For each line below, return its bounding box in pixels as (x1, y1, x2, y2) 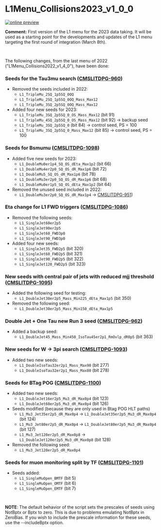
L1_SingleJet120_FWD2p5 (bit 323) (19, 261, 86, 267)
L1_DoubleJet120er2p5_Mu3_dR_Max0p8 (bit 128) (19, 437, 111, 443)
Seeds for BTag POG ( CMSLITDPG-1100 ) (5, 379, 101, 386)
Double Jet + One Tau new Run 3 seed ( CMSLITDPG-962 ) (5, 318, 143, 325)
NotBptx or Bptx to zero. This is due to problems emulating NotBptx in (5, 510, 145, 515)
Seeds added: (12, 470, 40, 476)
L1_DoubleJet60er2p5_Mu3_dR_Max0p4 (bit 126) (19, 401, 109, 406)
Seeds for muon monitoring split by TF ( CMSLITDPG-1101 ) (5, 459, 144, 466)
